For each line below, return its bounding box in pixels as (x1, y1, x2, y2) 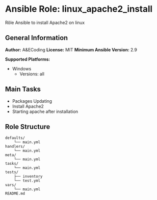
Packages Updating (12, 98, 52, 104)
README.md (5, 191, 26, 196)
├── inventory (14, 174, 43, 179)
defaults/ (5, 135, 26, 140)
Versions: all (19, 71, 45, 77)
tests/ (5, 170, 19, 175)
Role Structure (5, 122, 51, 131)
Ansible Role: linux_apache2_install (5, 3, 153, 15)
